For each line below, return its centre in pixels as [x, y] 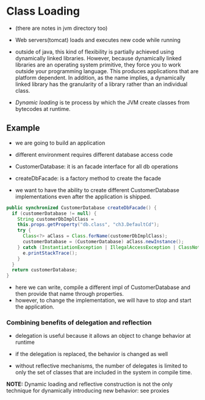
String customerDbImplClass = [56, 219]
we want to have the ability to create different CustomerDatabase [97, 190]
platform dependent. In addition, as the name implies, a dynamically [100, 77]
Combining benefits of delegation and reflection [79, 323]
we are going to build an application [60, 143]
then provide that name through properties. [69, 294]
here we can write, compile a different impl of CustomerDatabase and [103, 287]
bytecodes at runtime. [43, 109]
